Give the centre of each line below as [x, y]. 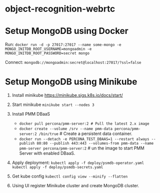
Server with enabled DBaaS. [47, 153]
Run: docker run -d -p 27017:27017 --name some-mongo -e [63, 45]
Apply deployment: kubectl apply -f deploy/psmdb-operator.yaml [78, 163]
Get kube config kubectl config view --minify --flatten [70, 176]
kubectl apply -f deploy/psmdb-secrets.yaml [58, 167]
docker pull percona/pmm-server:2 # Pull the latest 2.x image [84, 124]
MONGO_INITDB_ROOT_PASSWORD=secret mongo [47, 53]
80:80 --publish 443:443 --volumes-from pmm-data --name [95, 144]
